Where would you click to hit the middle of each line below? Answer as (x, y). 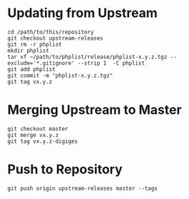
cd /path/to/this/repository (51, 32)
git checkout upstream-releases (55, 38)
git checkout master (38, 129)
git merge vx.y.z (33, 135)
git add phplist (31, 69)
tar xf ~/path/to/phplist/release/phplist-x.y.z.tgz (87, 57)
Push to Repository (65, 170)
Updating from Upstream (83, 13)
